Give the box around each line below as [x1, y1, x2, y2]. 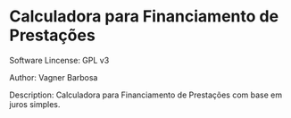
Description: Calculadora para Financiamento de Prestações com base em [9, 89, 283, 100]
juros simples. [9, 98, 61, 109]
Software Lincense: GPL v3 [9, 55, 110, 65]
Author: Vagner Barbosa [9, 72, 98, 82]
